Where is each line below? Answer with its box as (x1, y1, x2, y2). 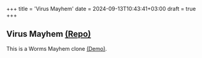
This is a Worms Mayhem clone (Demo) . (6, 45, 107, 52)
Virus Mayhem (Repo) (6, 29, 92, 39)
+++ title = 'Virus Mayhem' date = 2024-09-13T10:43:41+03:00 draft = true (6, 5, 197, 12)
